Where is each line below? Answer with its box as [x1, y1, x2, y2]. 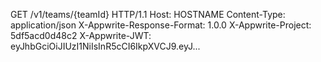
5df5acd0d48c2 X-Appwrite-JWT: [10, 30, 152, 41]
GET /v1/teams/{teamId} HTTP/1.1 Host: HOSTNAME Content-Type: [10, 9, 286, 20]
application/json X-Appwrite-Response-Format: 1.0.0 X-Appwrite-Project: [10, 19, 312, 31]
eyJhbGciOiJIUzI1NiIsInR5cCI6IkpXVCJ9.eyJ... [10, 40, 201, 52]
